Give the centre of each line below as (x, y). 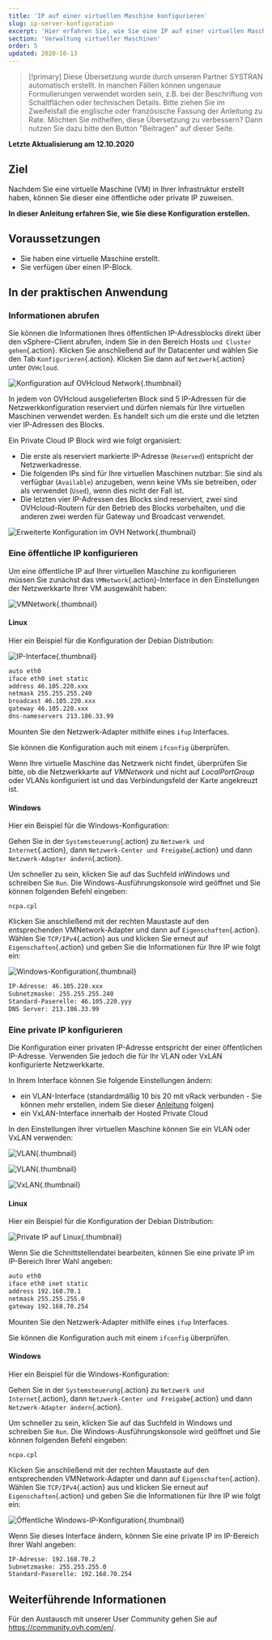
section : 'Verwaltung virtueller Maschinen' (85, 39)
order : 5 (23, 46)
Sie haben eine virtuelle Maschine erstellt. (90, 258)
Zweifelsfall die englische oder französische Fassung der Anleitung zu (145, 111)
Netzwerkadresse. (51, 465)
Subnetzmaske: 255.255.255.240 (61, 994)
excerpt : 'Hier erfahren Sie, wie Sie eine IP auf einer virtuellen (126, 31)
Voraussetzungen (55, 239)
